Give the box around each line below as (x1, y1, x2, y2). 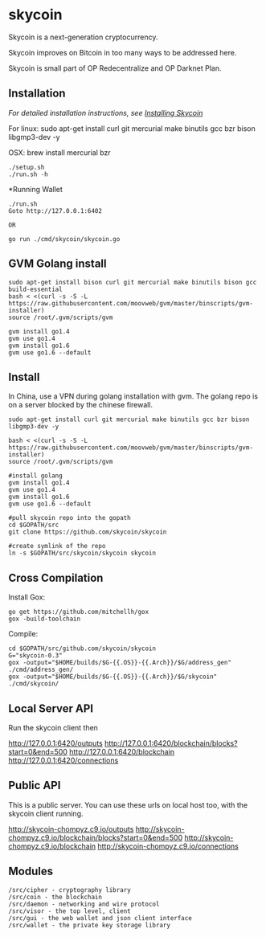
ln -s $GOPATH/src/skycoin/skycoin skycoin (8, 549, 157, 558)
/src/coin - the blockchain (8, 893, 103, 901)
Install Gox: (8, 592, 46, 602)
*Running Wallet (8, 184, 63, 194)
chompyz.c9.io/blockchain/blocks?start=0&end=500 (8, 833, 183, 842)
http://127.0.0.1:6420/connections (8, 755, 119, 765)
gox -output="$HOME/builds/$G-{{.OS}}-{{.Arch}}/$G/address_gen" (8, 659, 231, 667)
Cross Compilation (8, 571, 104, 584)
